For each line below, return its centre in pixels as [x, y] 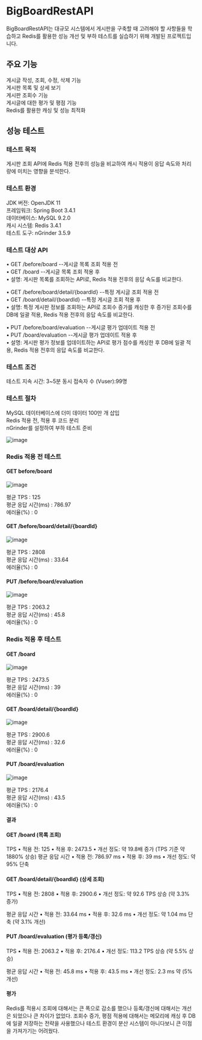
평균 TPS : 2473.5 [28, 680]
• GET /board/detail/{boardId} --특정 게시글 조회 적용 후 [74, 300]
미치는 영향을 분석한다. [44, 171]
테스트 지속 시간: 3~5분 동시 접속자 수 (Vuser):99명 [67, 381]
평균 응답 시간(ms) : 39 [34, 687]
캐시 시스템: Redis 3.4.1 [34, 225]
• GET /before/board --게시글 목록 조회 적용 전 [62, 264]
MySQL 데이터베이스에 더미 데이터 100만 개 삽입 [63, 413]
